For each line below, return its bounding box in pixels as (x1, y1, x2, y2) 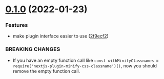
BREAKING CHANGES (5, 46, 60, 53)
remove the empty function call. (12, 68, 80, 74)
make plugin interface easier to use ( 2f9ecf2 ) (12, 33, 109, 39)
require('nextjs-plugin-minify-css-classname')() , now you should (12, 62, 157, 69)
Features (5, 22, 28, 29)
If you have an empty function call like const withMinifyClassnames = (12, 57, 159, 63)
